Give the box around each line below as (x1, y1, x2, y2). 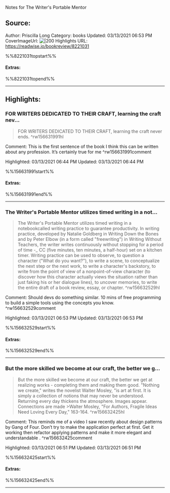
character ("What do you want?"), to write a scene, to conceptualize (17, 258, 160, 264)
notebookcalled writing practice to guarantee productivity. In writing (17, 225, 159, 232)
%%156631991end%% (5, 191, 53, 197)
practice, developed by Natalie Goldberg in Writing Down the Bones (17, 231, 159, 237)
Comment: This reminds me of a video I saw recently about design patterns (5, 419, 162, 425)
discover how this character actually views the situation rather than (17, 274, 158, 280)
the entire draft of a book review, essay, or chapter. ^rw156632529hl (17, 284, 160, 291)
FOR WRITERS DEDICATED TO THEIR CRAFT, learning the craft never (17, 128, 162, 134)
